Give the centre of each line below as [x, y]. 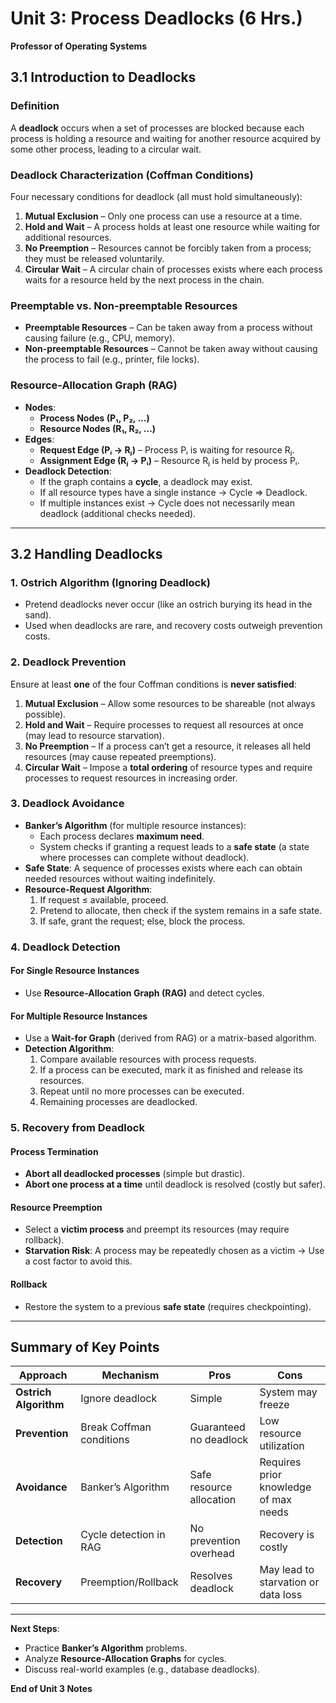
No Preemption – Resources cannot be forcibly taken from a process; [168, 248]
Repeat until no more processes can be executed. [142, 1091]
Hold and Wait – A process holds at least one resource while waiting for [172, 226]
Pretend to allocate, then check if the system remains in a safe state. [181, 910]
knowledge [285, 1487]
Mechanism [130, 1375]
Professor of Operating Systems [79, 46]
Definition [35, 106]
